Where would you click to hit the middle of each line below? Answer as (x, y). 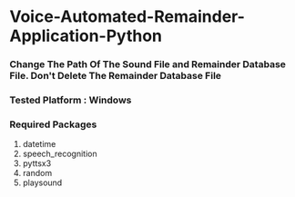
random (37, 173)
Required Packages (53, 124)
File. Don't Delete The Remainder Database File (115, 76)
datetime (39, 144)
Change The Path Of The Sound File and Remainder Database (148, 64)
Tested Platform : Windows (71, 100)
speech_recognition (60, 154)
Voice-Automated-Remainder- (127, 17)
